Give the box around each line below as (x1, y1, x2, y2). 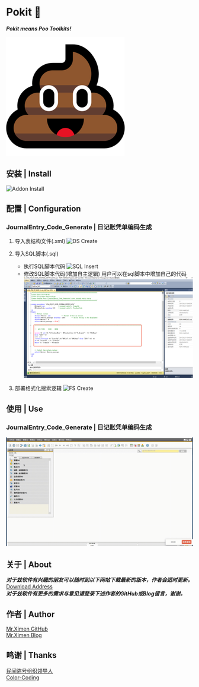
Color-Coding (6, 674, 40, 681)
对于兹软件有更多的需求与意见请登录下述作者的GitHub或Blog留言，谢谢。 (6, 590, 185, 597)
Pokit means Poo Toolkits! (6, 25, 72, 32)
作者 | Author (6, 609, 55, 619)
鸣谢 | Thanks (6, 650, 57, 660)
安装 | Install (6, 169, 52, 179)
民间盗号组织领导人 (6, 667, 53, 674)
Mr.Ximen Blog (6, 632, 43, 639)
